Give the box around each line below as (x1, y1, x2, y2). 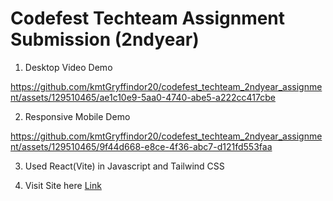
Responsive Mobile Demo (24, 110, 131, 122)
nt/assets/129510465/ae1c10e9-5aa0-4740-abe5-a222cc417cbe (10, 91, 276, 103)
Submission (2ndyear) (10, 28, 200, 51)
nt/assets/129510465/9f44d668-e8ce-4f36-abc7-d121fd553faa (10, 140, 273, 152)
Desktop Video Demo (24, 61, 113, 73)
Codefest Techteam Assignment (10, 7, 286, 30)
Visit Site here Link (24, 179, 102, 191)
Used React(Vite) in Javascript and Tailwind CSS (24, 160, 225, 172)
